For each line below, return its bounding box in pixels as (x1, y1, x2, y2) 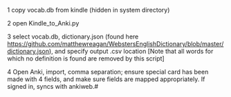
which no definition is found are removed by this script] (7, 54, 165, 63)
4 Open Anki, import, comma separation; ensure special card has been (7, 68, 209, 76)
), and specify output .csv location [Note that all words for (48, 47, 214, 55)
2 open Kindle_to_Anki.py (7, 19, 80, 27)
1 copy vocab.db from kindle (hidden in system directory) (7, 6, 170, 14)
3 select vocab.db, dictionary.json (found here (7, 32, 139, 41)
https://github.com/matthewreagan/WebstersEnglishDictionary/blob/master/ (7, 40, 224, 47)
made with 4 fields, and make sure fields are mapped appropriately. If (7, 75, 205, 83)
